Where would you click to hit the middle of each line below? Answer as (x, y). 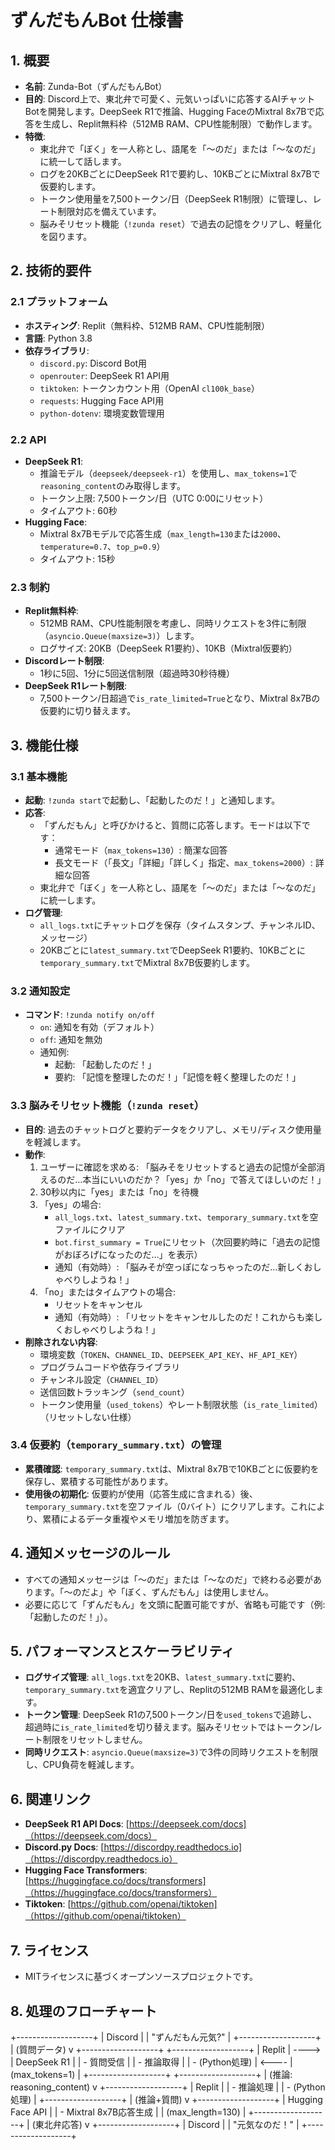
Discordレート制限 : (64, 661)
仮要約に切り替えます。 (88, 711)
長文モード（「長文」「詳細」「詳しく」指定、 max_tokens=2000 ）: (183, 862)
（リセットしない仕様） (88, 1417)
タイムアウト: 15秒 (77, 558)
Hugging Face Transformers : (86, 1870)
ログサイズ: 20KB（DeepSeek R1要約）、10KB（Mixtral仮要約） (168, 648)
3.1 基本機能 (39, 776)
